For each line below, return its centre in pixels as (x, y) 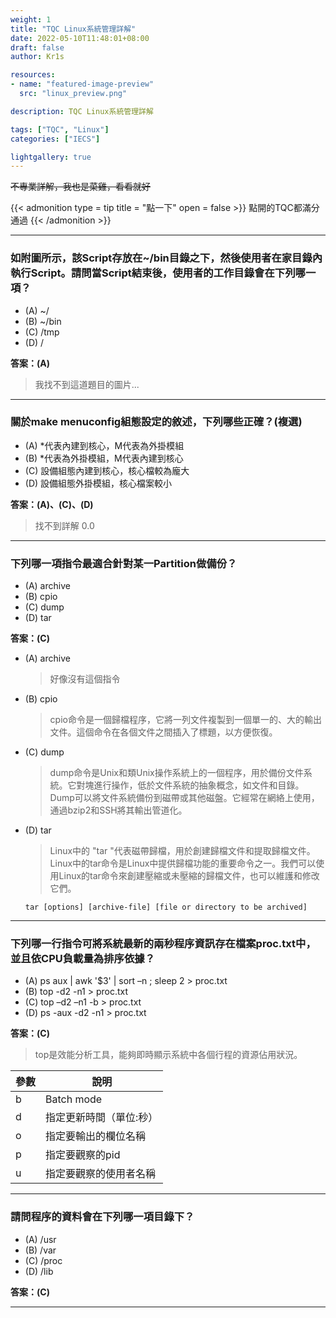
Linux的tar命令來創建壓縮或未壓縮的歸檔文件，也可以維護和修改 (189, 876)
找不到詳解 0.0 (64, 525)
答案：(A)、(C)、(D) (52, 504)
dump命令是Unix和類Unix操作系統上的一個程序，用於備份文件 (176, 773)
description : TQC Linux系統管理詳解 (82, 111)
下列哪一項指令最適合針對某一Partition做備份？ (124, 563)
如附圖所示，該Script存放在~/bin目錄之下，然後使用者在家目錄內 (166, 258)
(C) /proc (43, 1260)
